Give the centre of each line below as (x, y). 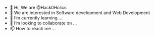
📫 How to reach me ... (33, 28)
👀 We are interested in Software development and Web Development (80, 13)
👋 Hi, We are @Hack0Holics (38, 8)
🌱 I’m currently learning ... (36, 18)
